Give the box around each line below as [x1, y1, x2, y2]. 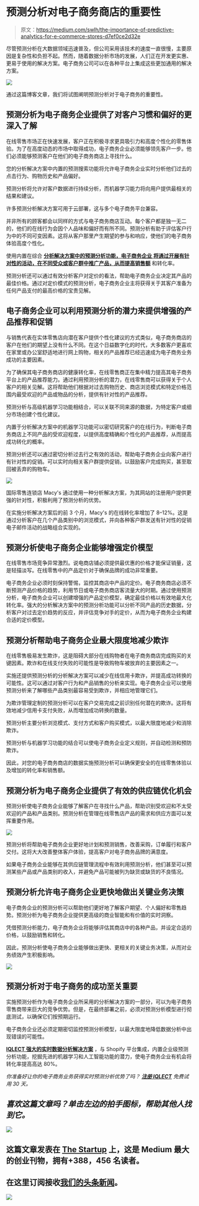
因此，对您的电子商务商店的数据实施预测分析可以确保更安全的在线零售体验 [6, 759, 187, 766]
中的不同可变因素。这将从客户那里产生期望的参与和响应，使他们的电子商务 [11, 232, 192, 239]
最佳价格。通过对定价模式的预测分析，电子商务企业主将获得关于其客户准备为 [6, 279, 192, 287]
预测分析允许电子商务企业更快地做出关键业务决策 [6, 887, 184, 897]
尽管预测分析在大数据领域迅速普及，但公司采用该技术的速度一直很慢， [6, 45, 177, 52]
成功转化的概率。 [6, 438, 48, 445]
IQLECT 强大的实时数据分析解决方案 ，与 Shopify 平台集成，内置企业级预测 [6, 1045, 188, 1052]
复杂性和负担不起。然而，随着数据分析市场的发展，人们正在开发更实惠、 [16, 52, 192, 59]
